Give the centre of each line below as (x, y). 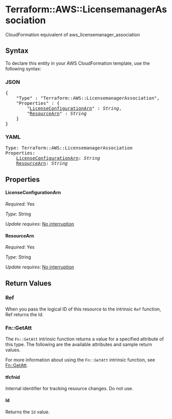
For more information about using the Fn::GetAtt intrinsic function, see (80, 360)
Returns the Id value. (27, 412)
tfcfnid (13, 377)
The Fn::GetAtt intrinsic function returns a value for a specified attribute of (85, 339)
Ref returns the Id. (24, 314)
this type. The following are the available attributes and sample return (79, 344)
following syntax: (23, 68)
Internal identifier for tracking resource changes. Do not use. (69, 389)
